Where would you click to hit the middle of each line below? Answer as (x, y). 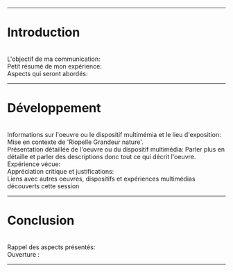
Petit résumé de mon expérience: (54, 66)
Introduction (44, 33)
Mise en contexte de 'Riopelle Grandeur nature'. (75, 142)
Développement (54, 108)
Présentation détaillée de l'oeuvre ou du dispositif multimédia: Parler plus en (116, 149)
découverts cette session (43, 186)
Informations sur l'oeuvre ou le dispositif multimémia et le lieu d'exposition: (114, 134)
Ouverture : (24, 254)
